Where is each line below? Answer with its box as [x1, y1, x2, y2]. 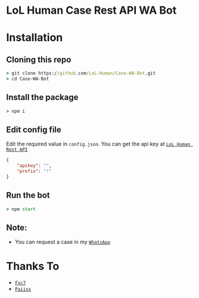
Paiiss [14, 287, 32, 293]
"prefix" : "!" [17, 168, 52, 175]
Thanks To [6, 259, 60, 273]
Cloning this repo [6, 54, 71, 64]
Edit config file [6, 125, 61, 135]
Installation [6, 31, 63, 45]
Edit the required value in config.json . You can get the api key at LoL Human [6, 141, 191, 148]
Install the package [6, 92, 79, 103]
